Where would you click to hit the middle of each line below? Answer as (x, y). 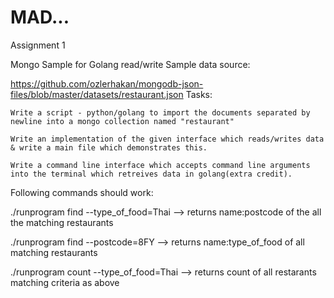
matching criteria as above (65, 282)
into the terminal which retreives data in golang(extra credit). (151, 174)
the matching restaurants (62, 222)
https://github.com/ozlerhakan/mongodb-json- (107, 83)
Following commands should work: (82, 192)
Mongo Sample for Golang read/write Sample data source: (130, 64)
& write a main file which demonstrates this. (109, 147)
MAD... (40, 17)
